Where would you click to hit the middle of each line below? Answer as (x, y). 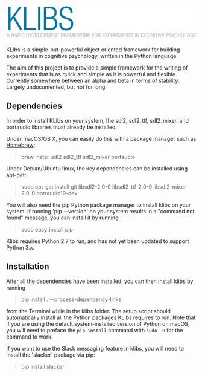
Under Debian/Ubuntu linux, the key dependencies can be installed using (97, 168)
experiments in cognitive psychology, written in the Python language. (92, 56)
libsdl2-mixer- (171, 186)
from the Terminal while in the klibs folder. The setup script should (88, 311)
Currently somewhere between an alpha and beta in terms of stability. (93, 80)
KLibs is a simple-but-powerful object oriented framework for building (93, 50)
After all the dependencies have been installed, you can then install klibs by (100, 281)
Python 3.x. (21, 247)
